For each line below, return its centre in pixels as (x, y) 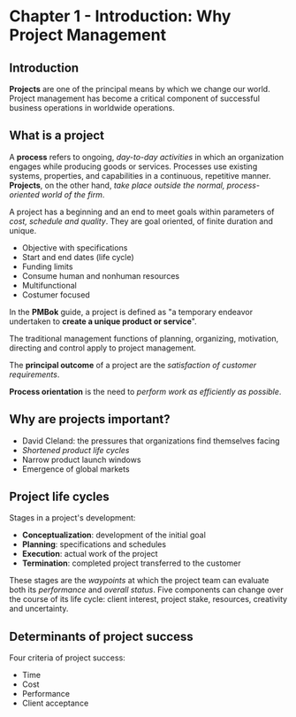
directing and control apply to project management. (103, 348)
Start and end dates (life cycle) (78, 257)
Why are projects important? (90, 419)
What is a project (57, 136)
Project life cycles (60, 497)
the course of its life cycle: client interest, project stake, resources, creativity (148, 599)
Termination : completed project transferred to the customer (131, 563)
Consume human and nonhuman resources (100, 275)
